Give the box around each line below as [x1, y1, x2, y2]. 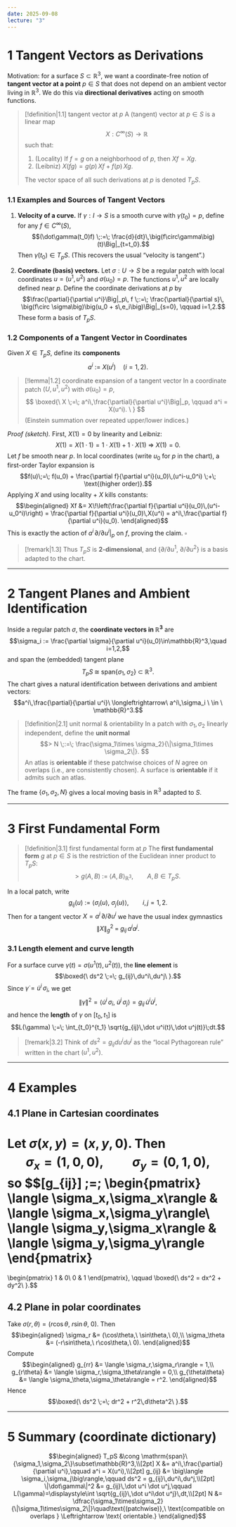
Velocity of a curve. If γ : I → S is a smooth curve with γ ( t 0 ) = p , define [17, 211, 225, 221]
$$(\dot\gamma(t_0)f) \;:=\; [31, 232, 110, 240]
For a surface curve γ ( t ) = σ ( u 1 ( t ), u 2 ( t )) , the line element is [7, 959, 178, 969]
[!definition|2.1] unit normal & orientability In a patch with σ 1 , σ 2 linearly [24, 719, 228, 729]
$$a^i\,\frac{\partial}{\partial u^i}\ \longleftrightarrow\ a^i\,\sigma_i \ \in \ [13, 698, 223, 707]
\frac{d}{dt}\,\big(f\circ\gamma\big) [111, 232, 216, 240]
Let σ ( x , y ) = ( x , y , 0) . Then [7, 1136, 166, 1152]
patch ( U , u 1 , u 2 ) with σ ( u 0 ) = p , [24, 383, 115, 395]
